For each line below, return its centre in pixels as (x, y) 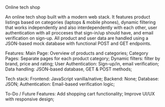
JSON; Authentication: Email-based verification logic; (60, 84)
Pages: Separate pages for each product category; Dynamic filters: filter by (83, 58)
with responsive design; (30, 99)
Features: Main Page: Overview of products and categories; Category (77, 53)
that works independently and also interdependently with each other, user (81, 27)
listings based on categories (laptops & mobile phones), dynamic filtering (80, 22)
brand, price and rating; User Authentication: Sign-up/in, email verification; (82, 64)
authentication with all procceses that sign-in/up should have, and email (79, 33)
